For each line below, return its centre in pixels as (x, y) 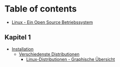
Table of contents (41, 9)
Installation (23, 49)
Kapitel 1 (18, 37)
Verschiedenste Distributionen (49, 54)
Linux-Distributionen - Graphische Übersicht (70, 59)
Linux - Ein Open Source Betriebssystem (52, 22)
